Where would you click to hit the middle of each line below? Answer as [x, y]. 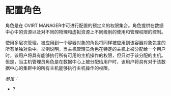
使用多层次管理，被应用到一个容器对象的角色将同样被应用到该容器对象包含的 [85, 42]
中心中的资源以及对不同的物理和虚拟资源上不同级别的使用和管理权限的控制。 [85, 31]
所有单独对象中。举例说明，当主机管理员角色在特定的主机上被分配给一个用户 [85, 49]
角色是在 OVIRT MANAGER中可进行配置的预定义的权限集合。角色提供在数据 [84, 25]
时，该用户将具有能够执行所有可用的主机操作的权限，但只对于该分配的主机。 [85, 55]
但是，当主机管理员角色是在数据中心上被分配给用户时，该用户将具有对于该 [83, 61]
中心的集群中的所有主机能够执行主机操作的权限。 [61, 68]
